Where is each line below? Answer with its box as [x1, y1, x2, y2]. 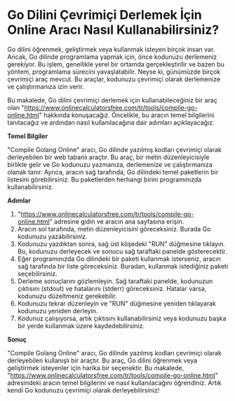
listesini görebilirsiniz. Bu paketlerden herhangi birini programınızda [7, 175, 202, 184]
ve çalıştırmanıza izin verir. [7, 82, 84, 90]
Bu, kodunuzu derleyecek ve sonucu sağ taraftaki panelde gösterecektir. [17, 247, 227, 255]
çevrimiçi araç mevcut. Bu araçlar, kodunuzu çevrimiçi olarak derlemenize [7, 74, 221, 83]
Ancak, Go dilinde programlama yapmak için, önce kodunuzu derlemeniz [7, 53, 217, 61]
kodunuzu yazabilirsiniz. [17, 232, 88, 240]
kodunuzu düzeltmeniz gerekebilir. [17, 292, 118, 300]
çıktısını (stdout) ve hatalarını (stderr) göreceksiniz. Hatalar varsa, [17, 284, 207, 292]
